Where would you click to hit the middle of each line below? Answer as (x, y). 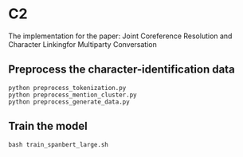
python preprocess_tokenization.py (67, 88)
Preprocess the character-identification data (121, 70)
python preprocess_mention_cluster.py (73, 95)
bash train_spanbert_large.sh (59, 144)
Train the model (48, 126)
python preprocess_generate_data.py (69, 102)
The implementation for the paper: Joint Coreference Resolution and (120, 36)
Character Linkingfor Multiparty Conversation (83, 44)
